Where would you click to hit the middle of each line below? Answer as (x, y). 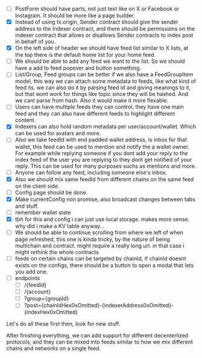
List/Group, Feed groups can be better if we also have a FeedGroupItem (104, 74)
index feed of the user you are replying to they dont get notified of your (103, 159)
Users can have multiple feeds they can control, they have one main (99, 107)
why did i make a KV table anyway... (60, 226)
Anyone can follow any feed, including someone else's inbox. (91, 172)
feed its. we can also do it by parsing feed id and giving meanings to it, (103, 88)
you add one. (31, 272)
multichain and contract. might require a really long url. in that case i (99, 245)
